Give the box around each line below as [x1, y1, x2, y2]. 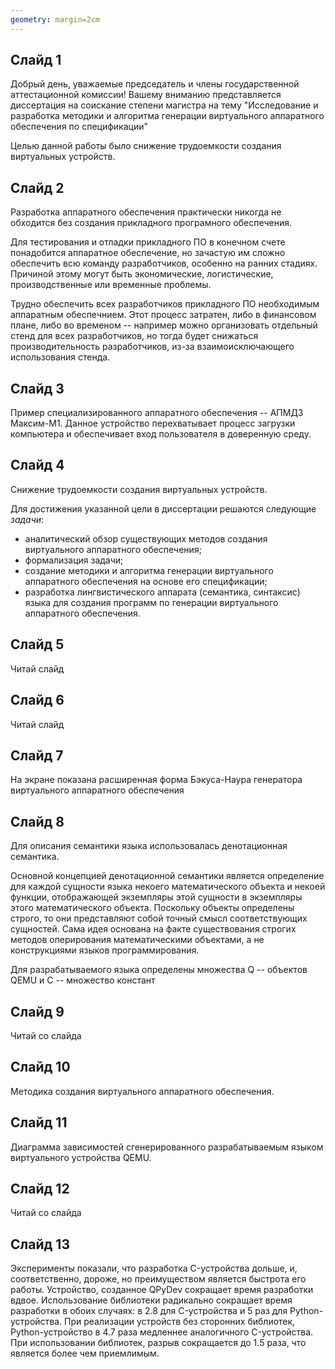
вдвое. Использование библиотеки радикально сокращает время [10, 1294, 293, 1306]
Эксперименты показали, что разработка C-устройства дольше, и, [10, 1262, 298, 1275]
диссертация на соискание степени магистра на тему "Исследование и [10, 99, 319, 111]
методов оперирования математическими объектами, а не [10, 934, 265, 946]
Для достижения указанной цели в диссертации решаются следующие [10, 502, 317, 515]
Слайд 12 [10, 1180, 70, 1197]
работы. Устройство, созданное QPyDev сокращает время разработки [10, 1284, 314, 1296]
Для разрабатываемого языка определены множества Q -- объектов [10, 964, 308, 976]
